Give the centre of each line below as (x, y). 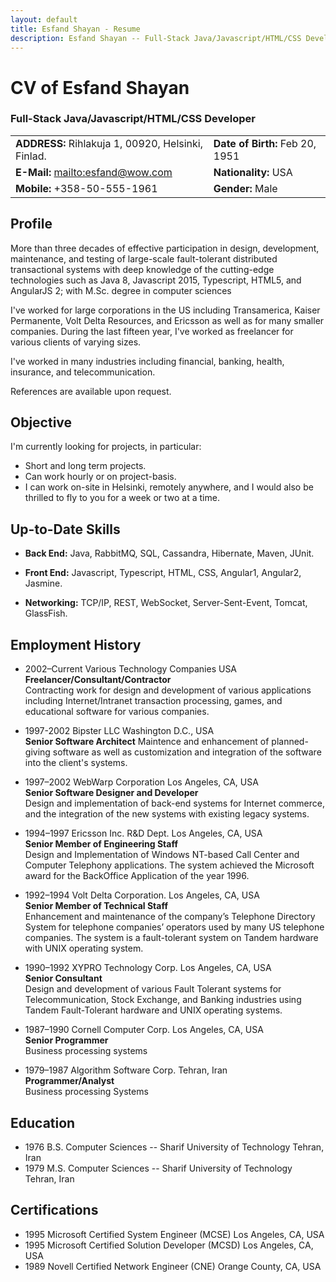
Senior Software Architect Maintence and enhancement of (147, 742)
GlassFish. (46, 613)
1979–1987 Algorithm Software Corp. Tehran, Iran (126, 1070)
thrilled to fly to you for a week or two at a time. (122, 498)
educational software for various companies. (117, 712)
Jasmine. (43, 583)
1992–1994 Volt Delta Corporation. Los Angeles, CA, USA (142, 895)
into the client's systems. (76, 763)
